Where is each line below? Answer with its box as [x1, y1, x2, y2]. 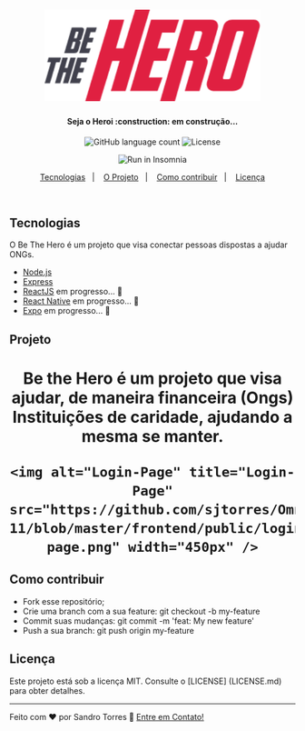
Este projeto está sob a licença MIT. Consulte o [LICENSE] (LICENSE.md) [9, 676, 282, 686]
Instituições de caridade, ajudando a [12, 406, 293, 427]
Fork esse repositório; [22, 596, 105, 606]
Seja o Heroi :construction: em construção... [66, 115, 239, 126]
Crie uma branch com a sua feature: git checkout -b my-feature [22, 606, 261, 616]
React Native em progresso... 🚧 [22, 295, 139, 306]
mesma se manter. [81, 426, 224, 446]
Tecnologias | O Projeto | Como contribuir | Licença [39, 171, 266, 182]
